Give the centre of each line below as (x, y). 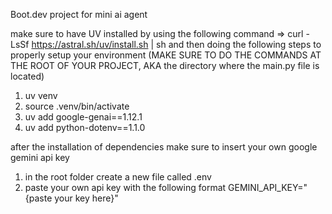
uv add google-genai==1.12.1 (83, 117)
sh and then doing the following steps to (239, 44)
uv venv (41, 95)
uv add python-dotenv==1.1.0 (85, 127)
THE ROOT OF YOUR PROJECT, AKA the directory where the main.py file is (165, 65)
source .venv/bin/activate (77, 106)
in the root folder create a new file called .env (118, 177)
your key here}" (86, 198)
